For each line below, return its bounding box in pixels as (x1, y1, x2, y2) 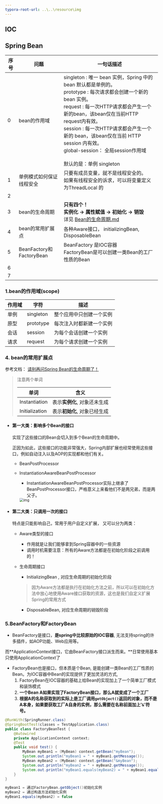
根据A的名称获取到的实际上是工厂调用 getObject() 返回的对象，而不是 (19, 696, 157, 702)
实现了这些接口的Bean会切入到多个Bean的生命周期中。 (12, 434, 122, 440)
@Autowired (14, 731, 36, 736)
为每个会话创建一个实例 (54, 330, 108, 336)
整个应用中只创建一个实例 (54, 311, 113, 318)
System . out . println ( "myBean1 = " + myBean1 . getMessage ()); (22, 754, 145, 759)
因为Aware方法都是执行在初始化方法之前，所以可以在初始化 (31, 584, 150, 590)
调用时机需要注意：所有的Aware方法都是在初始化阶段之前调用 (26, 547, 150, 553)
